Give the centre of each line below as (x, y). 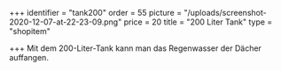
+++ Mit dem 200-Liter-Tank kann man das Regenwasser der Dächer (135, 48)
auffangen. (29, 57)
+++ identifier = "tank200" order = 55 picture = (96, 13)
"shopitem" (30, 31)
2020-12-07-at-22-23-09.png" (66, 22)
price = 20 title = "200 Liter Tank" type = (198, 22)
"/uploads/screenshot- (226, 13)
